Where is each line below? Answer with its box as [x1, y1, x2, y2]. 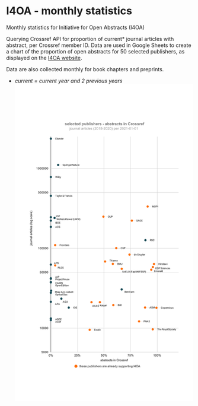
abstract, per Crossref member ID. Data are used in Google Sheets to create [6, 42, 191, 49]
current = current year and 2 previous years [14, 77, 123, 84]
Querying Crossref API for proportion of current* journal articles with [6, 35, 174, 42]
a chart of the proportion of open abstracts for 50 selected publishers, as [6, 47, 185, 55]
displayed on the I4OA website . [6, 54, 82, 61]
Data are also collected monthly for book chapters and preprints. [6, 65, 164, 72]
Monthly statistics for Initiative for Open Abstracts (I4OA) [6, 24, 145, 31]
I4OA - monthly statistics [6, 4, 132, 18]
